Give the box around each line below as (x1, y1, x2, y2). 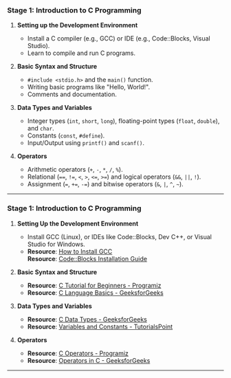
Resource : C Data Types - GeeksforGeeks (27, 315, 148, 323)
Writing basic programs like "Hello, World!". (27, 83, 150, 91)
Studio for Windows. (27, 240, 86, 248)
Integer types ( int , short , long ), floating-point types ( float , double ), (27, 117, 220, 125)
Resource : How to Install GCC (27, 247, 113, 256)
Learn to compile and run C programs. (27, 49, 136, 57)
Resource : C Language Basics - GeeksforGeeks (27, 288, 164, 297)
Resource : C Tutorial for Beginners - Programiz (27, 281, 162, 289)
